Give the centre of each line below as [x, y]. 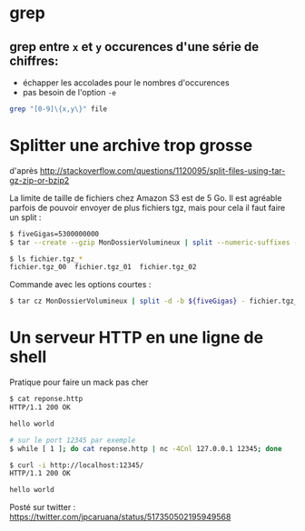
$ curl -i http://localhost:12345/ [77, 465]
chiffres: [34, 60]
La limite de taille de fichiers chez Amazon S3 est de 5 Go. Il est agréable [146, 197]
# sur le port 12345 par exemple [73, 440]
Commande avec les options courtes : [80, 285]
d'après [24, 170]
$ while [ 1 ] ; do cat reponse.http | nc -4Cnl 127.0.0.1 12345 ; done [146, 448]
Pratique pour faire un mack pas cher [79, 382]
